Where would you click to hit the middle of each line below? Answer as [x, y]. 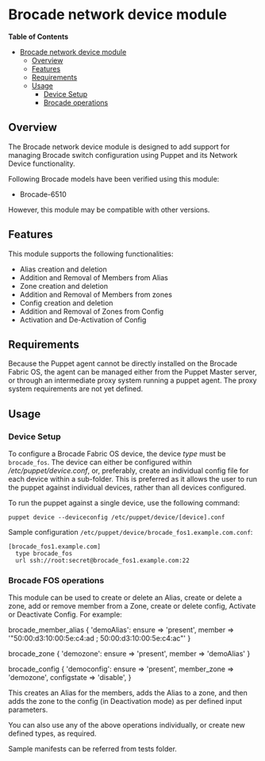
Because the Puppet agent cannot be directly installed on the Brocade [123, 363]
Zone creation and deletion [64, 286]
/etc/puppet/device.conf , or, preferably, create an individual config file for [129, 471]
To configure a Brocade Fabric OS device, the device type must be [117, 454]
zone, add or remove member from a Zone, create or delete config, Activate [132, 606]
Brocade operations [76, 102]
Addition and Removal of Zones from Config [92, 311]
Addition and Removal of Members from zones [96, 294]
